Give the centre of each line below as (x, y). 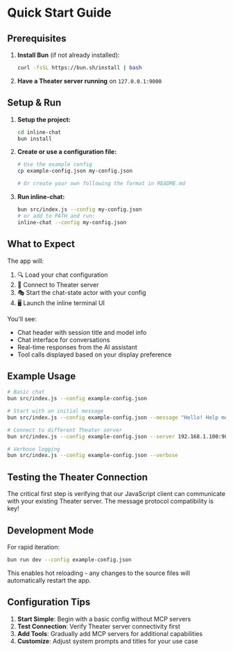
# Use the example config (54, 164)
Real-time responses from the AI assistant (77, 347)
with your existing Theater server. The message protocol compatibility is (110, 501)
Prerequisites (37, 38)
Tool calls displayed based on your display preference (94, 354)
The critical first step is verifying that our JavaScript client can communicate (116, 494)
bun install (34, 139)
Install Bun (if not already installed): (68, 55)
